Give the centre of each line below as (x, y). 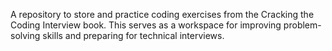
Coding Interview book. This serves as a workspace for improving (146, 25)
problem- (302, 25)
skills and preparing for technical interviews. (133, 35)
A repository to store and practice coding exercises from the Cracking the (162, 14)
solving (25, 35)
